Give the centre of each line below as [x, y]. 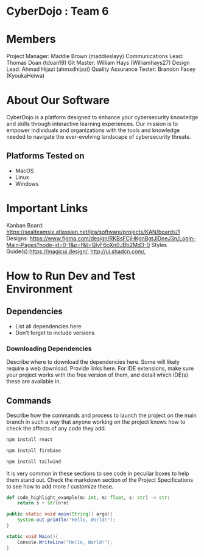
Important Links [47, 208]
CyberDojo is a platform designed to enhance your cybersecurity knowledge [102, 117]
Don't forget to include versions [55, 333]
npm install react [30, 439]
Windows [27, 183]
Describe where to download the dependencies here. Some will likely [93, 362]
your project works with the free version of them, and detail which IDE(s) [97, 375]
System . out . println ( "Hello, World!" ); [66, 520]
